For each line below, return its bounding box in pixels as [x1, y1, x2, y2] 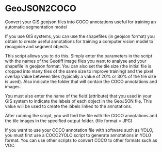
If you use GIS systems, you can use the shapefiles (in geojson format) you [5, 33, 155, 39]
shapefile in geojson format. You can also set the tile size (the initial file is [5, 63, 152, 69]
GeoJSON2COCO [5, 3, 77, 14]
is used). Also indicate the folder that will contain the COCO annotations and [5, 78, 157, 84]
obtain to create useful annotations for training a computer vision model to [5, 38, 154, 44]
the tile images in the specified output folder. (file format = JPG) [5, 118, 132, 124]
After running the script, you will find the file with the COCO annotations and [5, 112, 158, 118]
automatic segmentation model [5, 24, 67, 29]
